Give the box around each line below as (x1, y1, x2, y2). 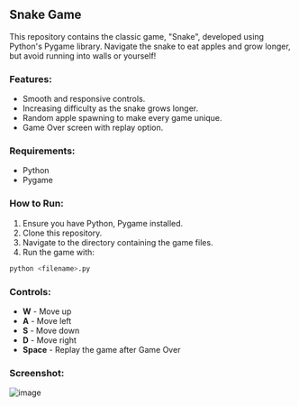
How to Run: (9, 198, 65, 210)
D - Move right (22, 334, 77, 346)
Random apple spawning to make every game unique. (22, 113, 222, 124)
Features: (9, 72, 52, 85)
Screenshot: (9, 366, 65, 379)
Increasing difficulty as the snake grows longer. (22, 103, 199, 114)
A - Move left (22, 315, 72, 326)
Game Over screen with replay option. (22, 122, 164, 134)
